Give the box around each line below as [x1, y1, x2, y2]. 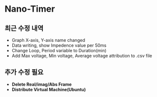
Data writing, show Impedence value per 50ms [11, 42, 107, 48]
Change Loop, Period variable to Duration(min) [11, 48, 107, 53]
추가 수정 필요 [4, 68, 44, 77]
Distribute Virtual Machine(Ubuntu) [11, 86, 86, 92]
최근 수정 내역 [4, 24, 44, 32]
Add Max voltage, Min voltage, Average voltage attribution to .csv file [11, 53, 152, 58]
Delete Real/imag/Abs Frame [11, 81, 72, 87]
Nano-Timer [4, 3, 55, 15]
